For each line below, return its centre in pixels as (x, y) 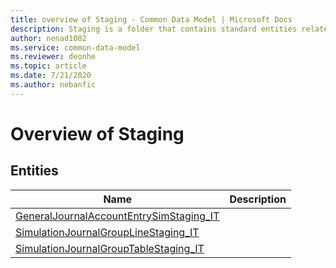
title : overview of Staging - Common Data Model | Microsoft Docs (151, 19)
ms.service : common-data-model (75, 47)
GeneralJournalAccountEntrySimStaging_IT (117, 216)
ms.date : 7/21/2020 (51, 76)
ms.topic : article (48, 66)
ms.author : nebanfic (53, 85)
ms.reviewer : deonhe (53, 57)
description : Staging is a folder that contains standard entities (154, 29)
